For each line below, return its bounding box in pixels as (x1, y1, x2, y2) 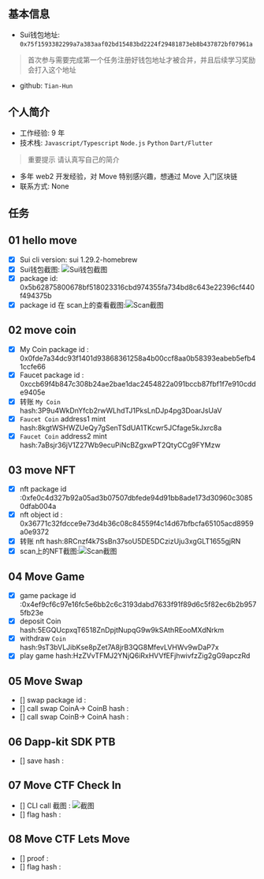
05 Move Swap (8, 674, 83, 688)
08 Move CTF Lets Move (8, 832, 130, 846)
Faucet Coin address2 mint (19, 432, 108, 441)
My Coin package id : (19, 344, 89, 353)
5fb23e (19, 608, 44, 618)
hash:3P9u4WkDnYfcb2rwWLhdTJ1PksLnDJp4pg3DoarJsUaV (19, 406, 222, 416)
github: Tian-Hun (19, 80, 73, 90)
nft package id (19, 484, 67, 494)
